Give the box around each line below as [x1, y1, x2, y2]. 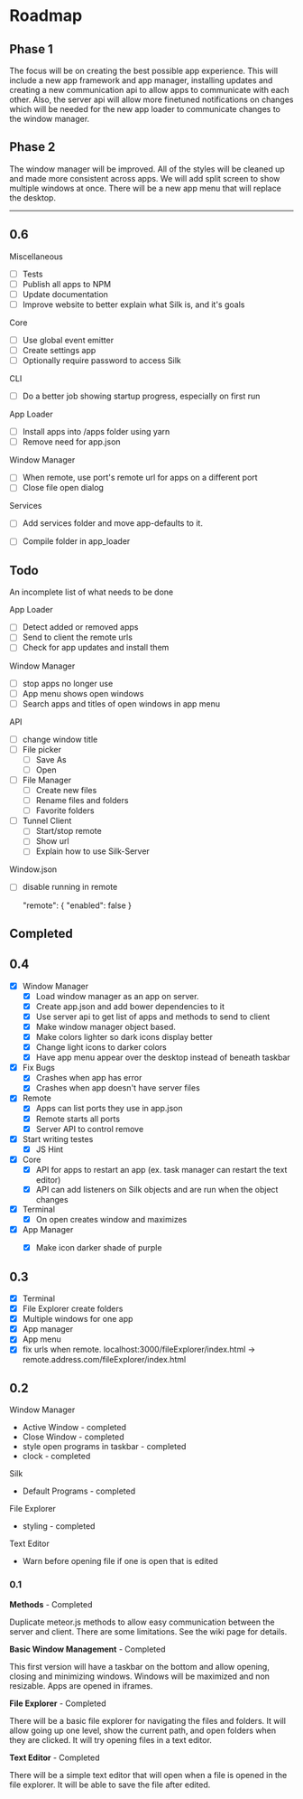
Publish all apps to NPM [22, 278, 111, 289]
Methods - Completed [9, 1598, 93, 1609]
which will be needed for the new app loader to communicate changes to [9, 104, 281, 114]
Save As [35, 754, 67, 764]
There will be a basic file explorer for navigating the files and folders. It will [9, 1715, 287, 1726]
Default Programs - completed [22, 1485, 136, 1496]
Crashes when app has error [35, 1073, 142, 1083]
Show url [35, 836, 69, 847]
